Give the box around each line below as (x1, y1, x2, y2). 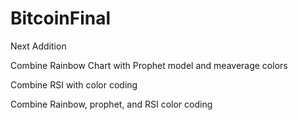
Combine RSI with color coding (10, 78, 138, 91)
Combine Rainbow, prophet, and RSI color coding (10, 98, 213, 110)
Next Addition (10, 40, 67, 52)
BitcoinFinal (10, 7, 112, 30)
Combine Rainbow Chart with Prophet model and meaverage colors (10, 59, 288, 71)
